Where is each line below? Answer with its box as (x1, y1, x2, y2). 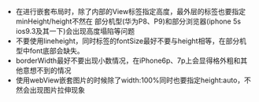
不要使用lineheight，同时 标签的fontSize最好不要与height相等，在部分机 (15, 36, 246, 46)
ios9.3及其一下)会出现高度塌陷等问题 (15, 27, 135, 35)
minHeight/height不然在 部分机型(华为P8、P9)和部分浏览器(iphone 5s (15, 16, 242, 26)
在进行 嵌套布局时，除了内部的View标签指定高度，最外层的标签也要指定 (15, 7, 246, 16)
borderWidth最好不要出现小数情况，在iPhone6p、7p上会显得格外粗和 (15, 56, 241, 65)
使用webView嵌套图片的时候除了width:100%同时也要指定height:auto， (15, 75, 245, 85)
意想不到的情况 (22, 66, 72, 75)
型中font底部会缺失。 (15, 46, 84, 55)
